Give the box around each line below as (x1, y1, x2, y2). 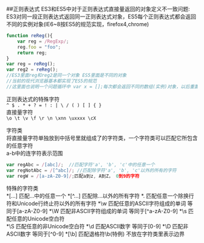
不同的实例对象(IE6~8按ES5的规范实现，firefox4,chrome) (6, 21, 149, 27)
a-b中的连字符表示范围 (6, 149, 63, 157)
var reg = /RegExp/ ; (17, 38, 69, 44)
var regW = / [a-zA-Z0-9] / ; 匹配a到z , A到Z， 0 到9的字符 (6, 173, 140, 179)
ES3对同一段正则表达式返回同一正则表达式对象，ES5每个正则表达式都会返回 (6, 13, 196, 20)
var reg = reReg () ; (6, 61, 56, 67)
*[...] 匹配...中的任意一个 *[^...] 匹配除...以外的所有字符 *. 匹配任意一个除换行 (6, 192, 194, 200)
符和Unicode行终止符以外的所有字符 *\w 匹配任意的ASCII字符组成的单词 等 (6, 200, 193, 207)
